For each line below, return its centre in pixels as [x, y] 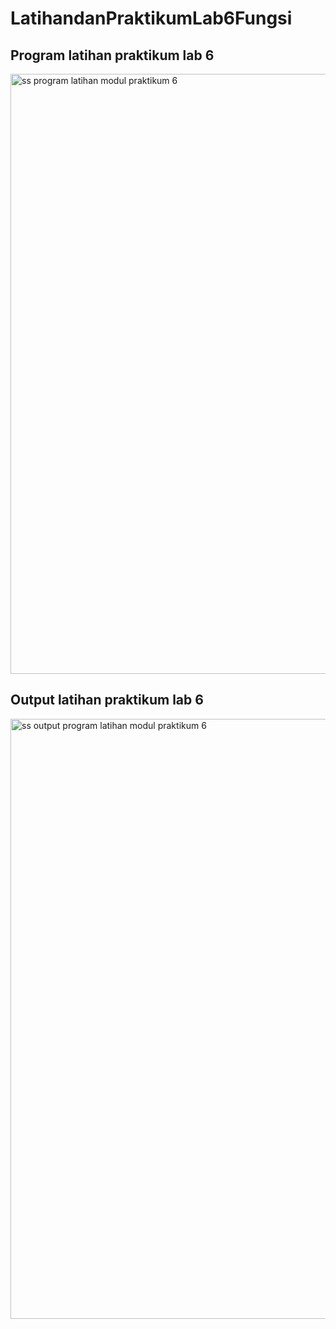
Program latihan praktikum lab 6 [112, 55]
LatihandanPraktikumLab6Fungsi [151, 18]
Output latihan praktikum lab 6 [107, 700]
